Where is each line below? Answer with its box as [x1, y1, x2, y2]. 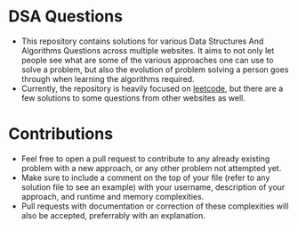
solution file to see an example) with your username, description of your [20, 181, 286, 193]
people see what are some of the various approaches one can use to [20, 54, 274, 65]
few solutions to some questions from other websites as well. [20, 92, 246, 103]
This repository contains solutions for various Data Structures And [20, 36, 264, 46]
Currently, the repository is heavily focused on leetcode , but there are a [20, 83, 284, 94]
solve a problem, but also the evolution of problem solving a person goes [20, 64, 289, 75]
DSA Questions [8, 6, 124, 27]
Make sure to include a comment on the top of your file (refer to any [20, 172, 270, 183]
